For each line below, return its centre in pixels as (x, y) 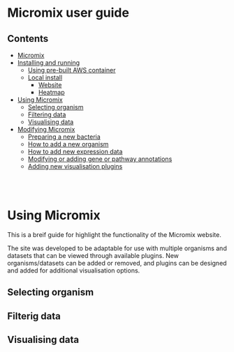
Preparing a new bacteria (64, 137)
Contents (28, 39)
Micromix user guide (68, 13)
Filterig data (34, 316)
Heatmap (51, 92)
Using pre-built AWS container (72, 70)
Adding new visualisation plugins (75, 166)
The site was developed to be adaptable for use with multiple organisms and (117, 248)
